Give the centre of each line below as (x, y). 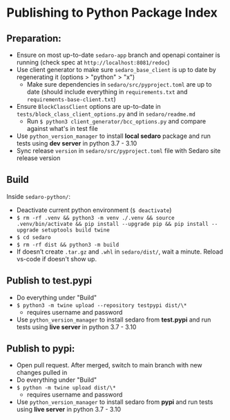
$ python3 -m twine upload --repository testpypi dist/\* (102, 305)
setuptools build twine (76, 230)
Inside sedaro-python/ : (38, 196)
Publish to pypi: (41, 349)
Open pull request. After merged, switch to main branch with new (109, 365)
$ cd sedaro (33, 237)
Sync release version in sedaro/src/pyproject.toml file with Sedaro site (118, 151)
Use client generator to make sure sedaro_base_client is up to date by (116, 70)
